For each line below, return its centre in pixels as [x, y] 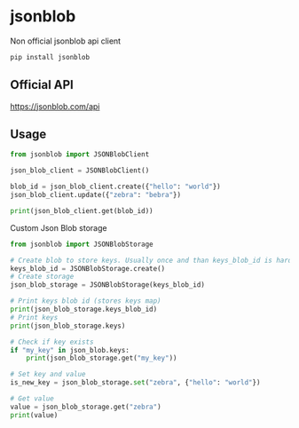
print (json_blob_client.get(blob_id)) [82, 210]
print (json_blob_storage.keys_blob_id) [84, 309]
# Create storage [42, 277]
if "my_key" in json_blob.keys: [70, 350]
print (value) [34, 415]
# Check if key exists [52, 342]
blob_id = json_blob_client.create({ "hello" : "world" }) [115, 187]
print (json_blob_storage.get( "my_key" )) [102, 358]
